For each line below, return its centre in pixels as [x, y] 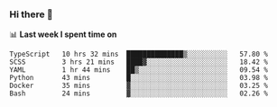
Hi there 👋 [32, 14]
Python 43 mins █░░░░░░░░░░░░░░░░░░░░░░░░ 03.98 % [139, 78]
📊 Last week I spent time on [63, 34]
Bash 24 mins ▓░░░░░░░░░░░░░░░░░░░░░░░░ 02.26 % [139, 94]
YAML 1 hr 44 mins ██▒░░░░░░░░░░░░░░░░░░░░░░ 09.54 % [139, 70]
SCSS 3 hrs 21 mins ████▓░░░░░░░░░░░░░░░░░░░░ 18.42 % [139, 62]
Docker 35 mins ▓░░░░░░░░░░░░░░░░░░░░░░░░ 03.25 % [139, 86]
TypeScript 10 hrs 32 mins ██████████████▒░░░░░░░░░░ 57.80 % [139, 54]
